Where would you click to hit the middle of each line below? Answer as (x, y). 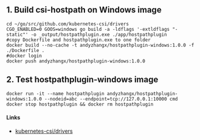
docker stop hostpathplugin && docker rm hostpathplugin (80, 104)
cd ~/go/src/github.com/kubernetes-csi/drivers (68, 24)
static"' (17, 35)
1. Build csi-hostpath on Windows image (84, 10)
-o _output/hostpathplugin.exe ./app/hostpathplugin (99, 35)
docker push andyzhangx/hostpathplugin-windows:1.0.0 (76, 61)
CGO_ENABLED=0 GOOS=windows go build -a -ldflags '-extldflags (88, 29)
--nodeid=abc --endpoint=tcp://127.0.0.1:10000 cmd (111, 99)
